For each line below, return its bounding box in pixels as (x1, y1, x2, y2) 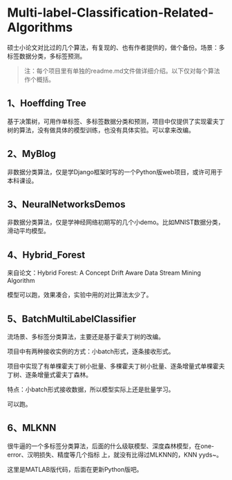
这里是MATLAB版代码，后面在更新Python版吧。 (7, 465, 143, 473)
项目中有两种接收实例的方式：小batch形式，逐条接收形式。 (7, 347, 175, 356)
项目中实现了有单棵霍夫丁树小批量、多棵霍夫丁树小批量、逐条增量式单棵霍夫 (7, 362, 225, 370)
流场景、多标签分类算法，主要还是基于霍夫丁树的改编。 (7, 333, 164, 340)
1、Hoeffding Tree (7, 98, 86, 109)
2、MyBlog (7, 148, 57, 160)
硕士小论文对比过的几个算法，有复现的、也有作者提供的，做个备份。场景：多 (7, 43, 225, 51)
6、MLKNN (7, 422, 57, 434)
